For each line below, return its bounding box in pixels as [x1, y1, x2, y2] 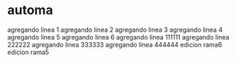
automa [7, 2, 53, 18]
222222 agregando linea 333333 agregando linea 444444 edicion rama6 [7, 40, 223, 49]
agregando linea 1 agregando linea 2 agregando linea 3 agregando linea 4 [7, 25, 223, 34]
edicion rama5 [7, 48, 50, 56]
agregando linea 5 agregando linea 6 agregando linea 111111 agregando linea [7, 32, 230, 41]
